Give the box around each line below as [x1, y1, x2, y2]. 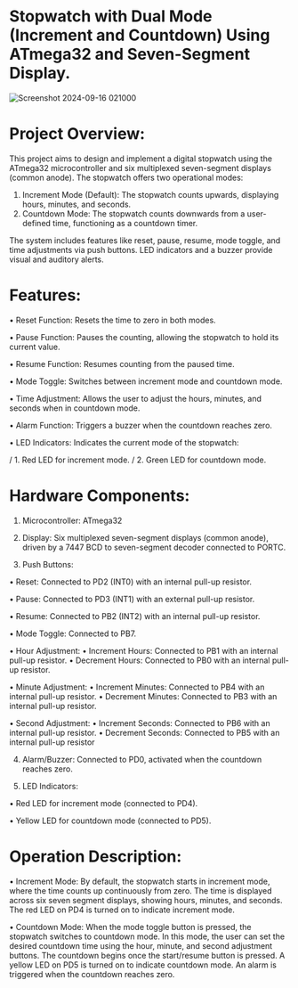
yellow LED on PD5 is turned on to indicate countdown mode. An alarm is [9, 959, 278, 970]
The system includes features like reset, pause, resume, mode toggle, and [9, 234, 281, 246]
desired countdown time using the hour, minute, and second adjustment [9, 940, 273, 951]
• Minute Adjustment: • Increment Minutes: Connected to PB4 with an [9, 682, 265, 692]
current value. [9, 341, 60, 352]
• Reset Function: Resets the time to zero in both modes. [9, 314, 216, 325]
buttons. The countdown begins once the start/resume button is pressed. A [9, 950, 286, 960]
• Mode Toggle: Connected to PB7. [9, 628, 137, 639]
